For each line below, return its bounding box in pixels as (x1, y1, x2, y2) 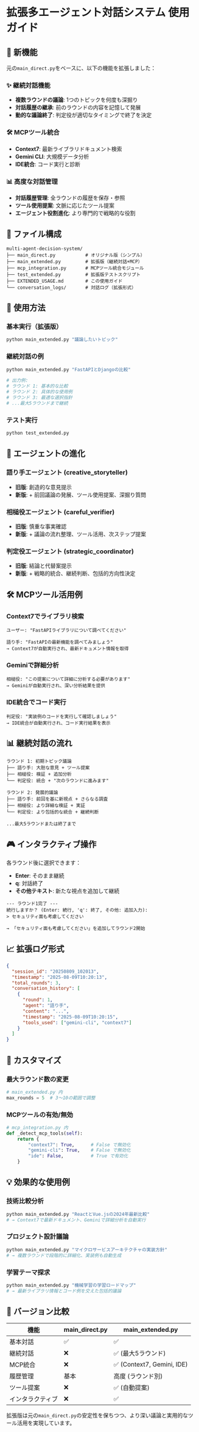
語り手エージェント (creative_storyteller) (6, 468, 128, 477)
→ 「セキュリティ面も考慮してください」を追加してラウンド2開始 (6, 926, 145, 932)
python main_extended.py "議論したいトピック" (6, 336, 119, 343)
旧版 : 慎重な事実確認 (15, 523, 67, 530)
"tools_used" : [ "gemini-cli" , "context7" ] (22, 1019, 132, 1026)
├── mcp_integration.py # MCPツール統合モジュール (6, 265, 144, 271)
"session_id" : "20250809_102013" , (12, 969, 99, 975)
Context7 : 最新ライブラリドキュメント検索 (15, 145, 123, 153)
